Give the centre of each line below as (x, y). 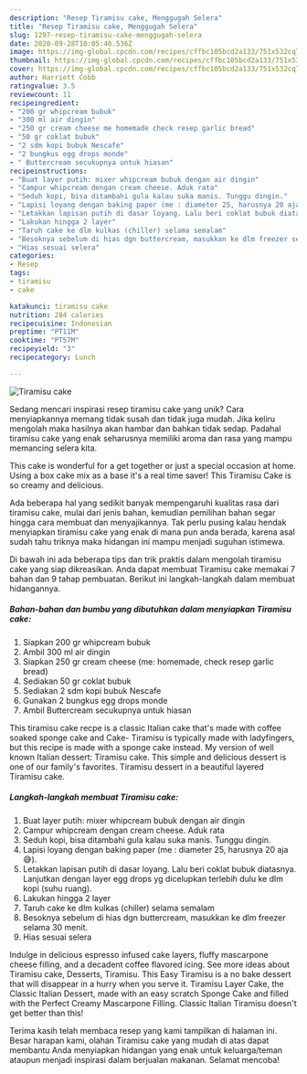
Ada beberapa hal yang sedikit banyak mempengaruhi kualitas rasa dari (144, 503)
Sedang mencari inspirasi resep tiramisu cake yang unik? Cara (127, 409)
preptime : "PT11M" (44, 332)
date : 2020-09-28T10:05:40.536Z (71, 43)
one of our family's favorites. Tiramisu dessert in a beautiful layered (137, 766)
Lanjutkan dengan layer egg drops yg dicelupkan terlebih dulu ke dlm (153, 878)
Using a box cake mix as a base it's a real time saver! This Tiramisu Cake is (151, 475)
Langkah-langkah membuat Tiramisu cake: (94, 797)
